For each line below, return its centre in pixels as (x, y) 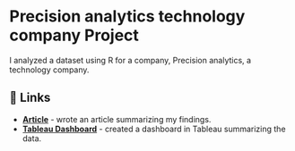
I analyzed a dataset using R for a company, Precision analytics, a (130, 60)
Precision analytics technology (127, 17)
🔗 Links (30, 98)
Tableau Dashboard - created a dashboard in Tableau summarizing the (154, 129)
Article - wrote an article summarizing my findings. (117, 119)
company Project (74, 35)
